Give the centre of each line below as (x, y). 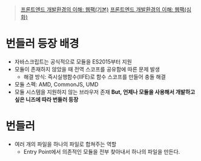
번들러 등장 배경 (42, 44)
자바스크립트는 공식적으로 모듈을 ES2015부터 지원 (73, 61)
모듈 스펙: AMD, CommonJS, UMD (56, 84)
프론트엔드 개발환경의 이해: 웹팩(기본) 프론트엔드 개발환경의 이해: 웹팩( (104, 9)
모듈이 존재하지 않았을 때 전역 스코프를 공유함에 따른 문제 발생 (87, 69)
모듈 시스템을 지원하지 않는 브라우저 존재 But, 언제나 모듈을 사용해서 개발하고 (105, 92)
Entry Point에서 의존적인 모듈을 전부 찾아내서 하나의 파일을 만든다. (102, 151)
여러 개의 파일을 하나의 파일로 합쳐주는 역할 (65, 144)
